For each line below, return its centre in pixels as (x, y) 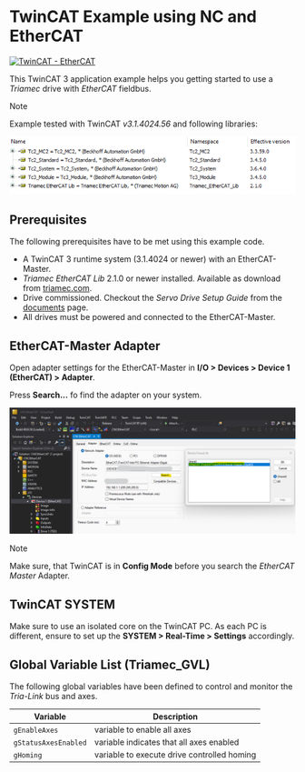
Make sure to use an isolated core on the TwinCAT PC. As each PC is (138, 627)
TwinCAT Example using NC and (133, 17)
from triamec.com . (57, 288)
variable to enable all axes (143, 729)
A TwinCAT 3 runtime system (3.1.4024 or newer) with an (129, 259)
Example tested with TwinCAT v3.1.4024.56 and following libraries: (134, 124)
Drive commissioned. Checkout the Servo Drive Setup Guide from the (152, 298)
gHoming (28, 756)
